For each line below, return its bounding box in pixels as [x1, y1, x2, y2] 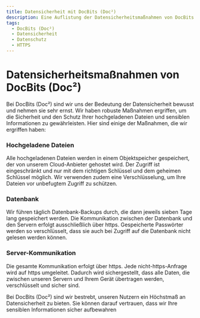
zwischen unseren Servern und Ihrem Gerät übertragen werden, [6, 275, 165, 282]
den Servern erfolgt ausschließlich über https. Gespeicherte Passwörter [6, 221, 184, 228]
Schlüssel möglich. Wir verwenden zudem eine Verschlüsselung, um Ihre [6, 174, 186, 181]
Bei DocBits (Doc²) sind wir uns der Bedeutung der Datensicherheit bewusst [6, 100, 195, 108]
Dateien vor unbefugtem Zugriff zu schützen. [6, 180, 118, 187]
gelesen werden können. [6, 234, 68, 241]
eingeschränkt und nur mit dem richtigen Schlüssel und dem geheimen [6, 167, 181, 174]
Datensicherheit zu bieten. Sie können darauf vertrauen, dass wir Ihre [6, 299, 178, 307]
